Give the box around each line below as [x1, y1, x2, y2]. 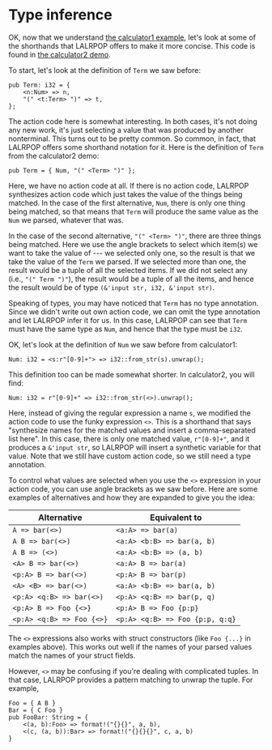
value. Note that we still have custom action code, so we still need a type [8, 451, 251, 461]
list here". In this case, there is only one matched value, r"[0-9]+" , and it [8, 433, 250, 443]
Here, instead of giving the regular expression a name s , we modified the [8, 407, 251, 418]
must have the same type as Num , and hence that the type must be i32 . [8, 324, 243, 334]
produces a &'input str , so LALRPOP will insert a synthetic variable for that [8, 442, 261, 452]
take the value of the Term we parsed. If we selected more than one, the [8, 257, 247, 266]
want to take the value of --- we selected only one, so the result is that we [8, 248, 256, 258]
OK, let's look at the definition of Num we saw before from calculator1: [8, 339, 237, 349]
